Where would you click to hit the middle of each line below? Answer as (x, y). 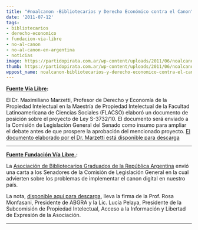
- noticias (19, 55)
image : (14, 61)
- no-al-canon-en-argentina (41, 50)
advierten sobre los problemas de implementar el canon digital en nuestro (96, 179)
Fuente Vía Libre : (27, 88)
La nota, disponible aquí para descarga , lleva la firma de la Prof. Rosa (90, 196)
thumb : (14, 66)
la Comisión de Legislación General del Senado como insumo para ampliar (96, 125)
